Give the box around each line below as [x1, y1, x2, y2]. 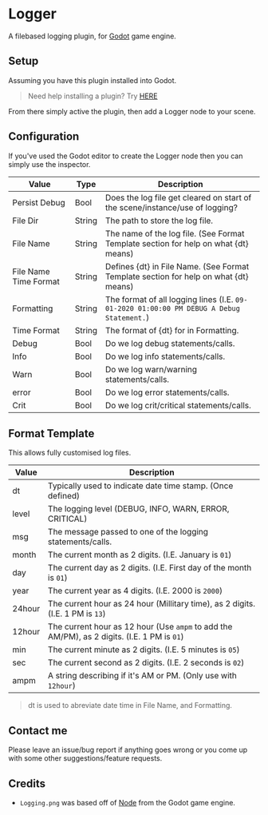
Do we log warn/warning [104, 364, 198, 375]
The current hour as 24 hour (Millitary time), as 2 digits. [47, 598, 256, 610]
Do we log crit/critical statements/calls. [104, 400, 251, 411]
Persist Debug [12, 197, 65, 208]
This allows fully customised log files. [8, 448, 132, 458]
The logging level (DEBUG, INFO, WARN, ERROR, [47, 503, 230, 515]
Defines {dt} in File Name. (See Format [104, 260, 250, 272]
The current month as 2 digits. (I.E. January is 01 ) [47, 549, 232, 560]
